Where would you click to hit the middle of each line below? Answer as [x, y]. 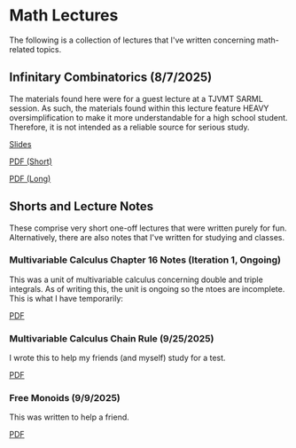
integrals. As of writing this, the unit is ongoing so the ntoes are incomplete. [147, 288]
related [22, 49]
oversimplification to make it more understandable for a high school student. [148, 117]
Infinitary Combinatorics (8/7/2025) [111, 78]
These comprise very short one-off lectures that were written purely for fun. [148, 228]
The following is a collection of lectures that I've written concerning [132, 40]
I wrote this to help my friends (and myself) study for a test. [117, 358]
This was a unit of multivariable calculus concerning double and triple [136, 279]
